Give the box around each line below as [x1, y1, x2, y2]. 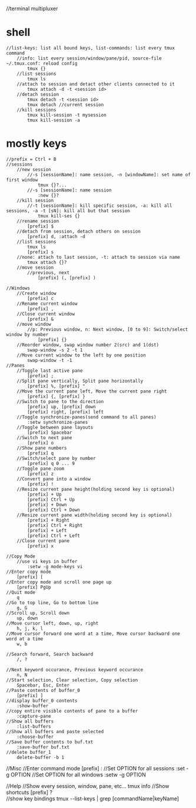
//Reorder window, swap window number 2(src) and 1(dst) [16, 342, 160, 348]
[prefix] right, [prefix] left [27, 409, 104, 415]
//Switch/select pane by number [16, 455, 96, 461]
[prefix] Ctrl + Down [27, 507, 81, 513]
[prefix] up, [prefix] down [27, 404, 96, 410]
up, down [16, 615, 38, 621]
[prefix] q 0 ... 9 [27, 460, 75, 466]
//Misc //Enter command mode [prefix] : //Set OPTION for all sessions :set [6, 764, 185, 771]
